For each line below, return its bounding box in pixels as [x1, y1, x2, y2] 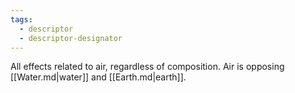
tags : [10, 14, 33, 25]
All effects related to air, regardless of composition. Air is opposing [10, 61, 285, 73]
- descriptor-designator [19, 33, 123, 43]
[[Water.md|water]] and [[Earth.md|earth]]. [10, 71, 187, 83]
